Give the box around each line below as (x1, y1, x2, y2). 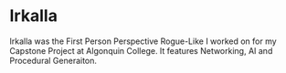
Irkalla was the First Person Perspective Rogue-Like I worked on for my (9, 36, 277, 47)
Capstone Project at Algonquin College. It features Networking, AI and (9, 45, 273, 56)
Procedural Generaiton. (9, 55, 98, 66)
